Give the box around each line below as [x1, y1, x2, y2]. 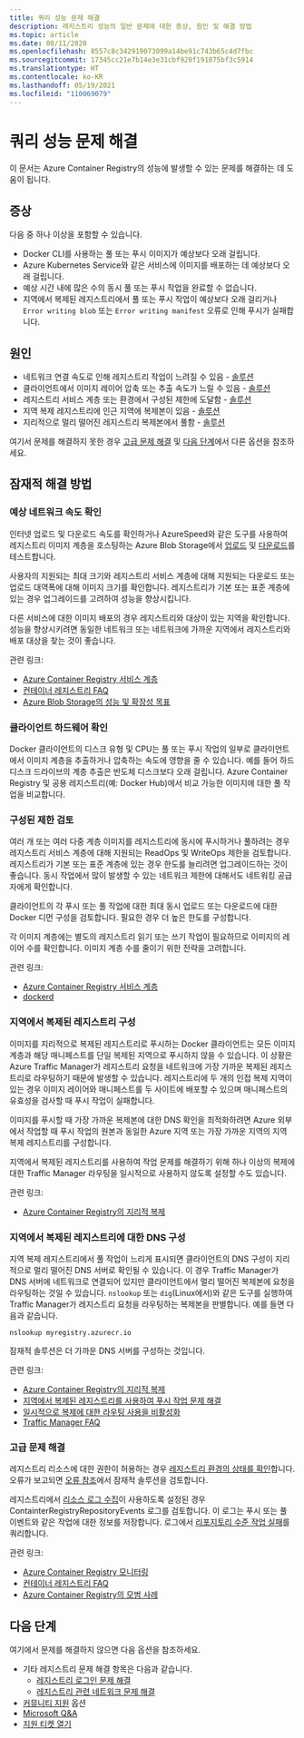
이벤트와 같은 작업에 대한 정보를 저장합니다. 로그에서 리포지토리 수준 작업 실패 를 [9, 1517, 290, 1527]
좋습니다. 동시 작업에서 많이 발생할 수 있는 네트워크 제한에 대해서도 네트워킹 [9, 870, 276, 881]
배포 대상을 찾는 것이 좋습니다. [9, 634, 116, 645]
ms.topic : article [9, 30, 79, 39]
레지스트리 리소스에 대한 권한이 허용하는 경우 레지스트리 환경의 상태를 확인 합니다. [9, 1463, 296, 1475]
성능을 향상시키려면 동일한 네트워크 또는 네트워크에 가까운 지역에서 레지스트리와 [9, 624, 291, 634]
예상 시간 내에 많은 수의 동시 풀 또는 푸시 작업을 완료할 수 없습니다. [22, 282, 257, 293]
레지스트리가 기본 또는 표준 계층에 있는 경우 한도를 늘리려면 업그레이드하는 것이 [9, 859, 289, 869]
